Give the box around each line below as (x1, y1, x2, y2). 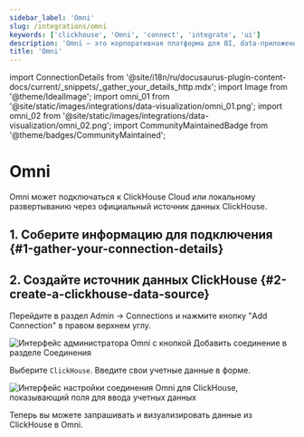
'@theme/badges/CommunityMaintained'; (9, 130, 166, 141)
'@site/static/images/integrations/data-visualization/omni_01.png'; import (9, 101, 283, 112)
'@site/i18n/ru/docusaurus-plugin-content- (126, 72, 287, 83)
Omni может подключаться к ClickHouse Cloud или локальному (9, 191, 256, 202)
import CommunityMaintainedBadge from (113, 120, 269, 131)
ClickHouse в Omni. (9, 419, 83, 431)
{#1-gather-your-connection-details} (9, 241, 224, 257)
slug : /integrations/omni (9, 22, 107, 31)
